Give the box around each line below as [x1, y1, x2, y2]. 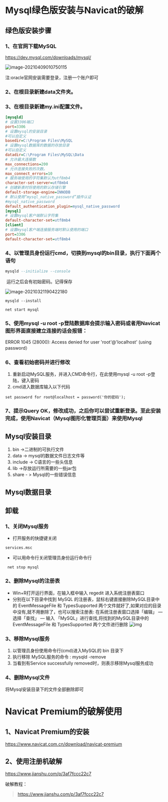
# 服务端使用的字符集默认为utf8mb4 [5, 176, 71, 181]
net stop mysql [7, 565, 39, 570]
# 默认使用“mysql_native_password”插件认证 [5, 194, 92, 199]
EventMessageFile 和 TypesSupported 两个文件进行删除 [12, 621, 128, 627]
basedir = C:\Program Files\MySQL [5, 138, 73, 144]
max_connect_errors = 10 [5, 171, 53, 176]
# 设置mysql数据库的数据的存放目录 [5, 143, 70, 148]
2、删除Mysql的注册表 [5, 577, 60, 584]
